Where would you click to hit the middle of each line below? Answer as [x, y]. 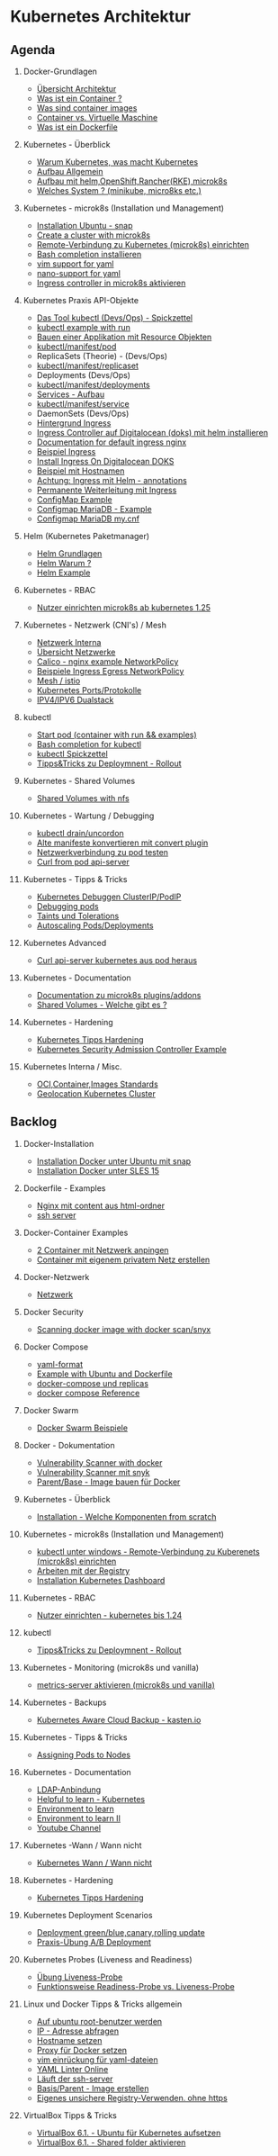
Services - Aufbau [71, 394]
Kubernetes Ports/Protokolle [89, 690]
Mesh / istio [58, 681]
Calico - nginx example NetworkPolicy [108, 662]
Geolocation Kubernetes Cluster [96, 1094]
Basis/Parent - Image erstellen [93, 2088]
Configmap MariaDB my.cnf [88, 519]
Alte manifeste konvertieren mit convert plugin [122, 843]
